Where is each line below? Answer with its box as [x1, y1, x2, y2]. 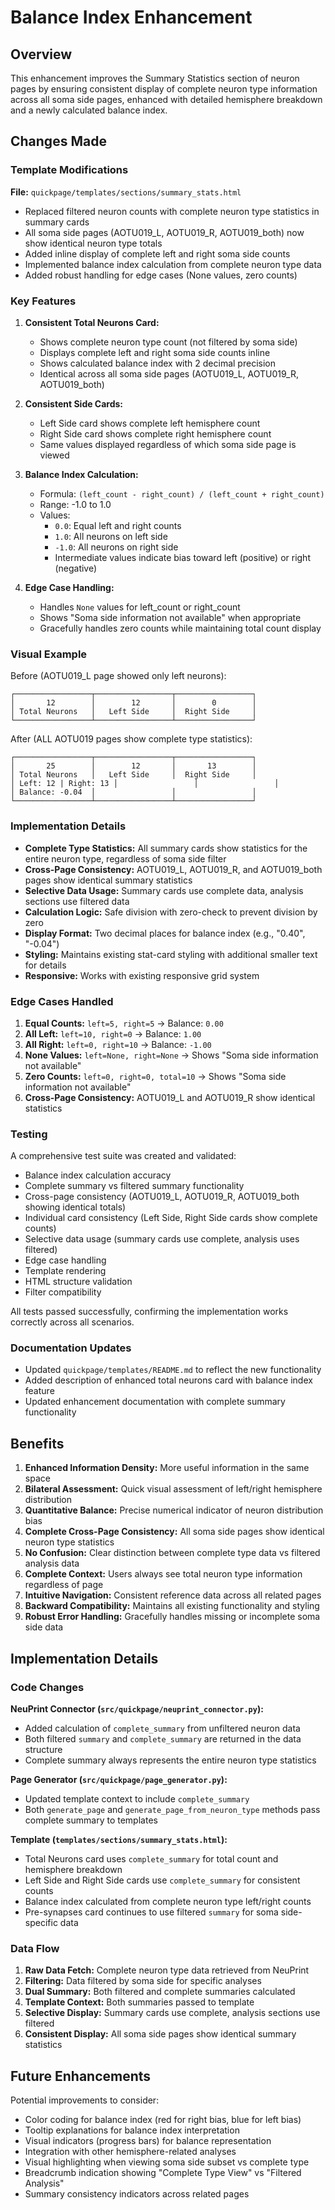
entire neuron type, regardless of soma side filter [24, 852, 227, 865]
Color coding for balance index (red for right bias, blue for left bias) [24, 2114, 302, 2126]
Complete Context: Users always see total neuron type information [24, 1568, 303, 1580]
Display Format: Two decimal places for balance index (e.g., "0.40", [24, 927, 306, 939]
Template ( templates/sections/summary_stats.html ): [10, 1833, 228, 1845]
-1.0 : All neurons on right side [54, 541, 179, 553]
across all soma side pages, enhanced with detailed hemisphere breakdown [10, 94, 323, 105]
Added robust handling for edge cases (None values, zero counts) [24, 269, 298, 281]
